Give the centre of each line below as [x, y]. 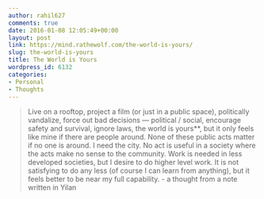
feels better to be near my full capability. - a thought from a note [132, 179]
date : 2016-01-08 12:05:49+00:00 [63, 30]
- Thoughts [26, 89]
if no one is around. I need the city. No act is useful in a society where [142, 145]
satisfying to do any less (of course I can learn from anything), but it [138, 170]
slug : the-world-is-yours [51, 52]
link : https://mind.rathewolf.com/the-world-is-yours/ [101, 45]
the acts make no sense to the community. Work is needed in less [135, 154]
